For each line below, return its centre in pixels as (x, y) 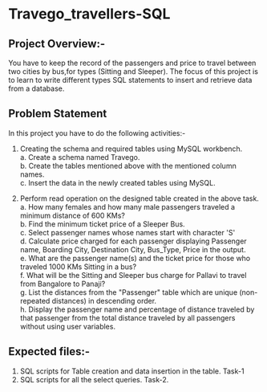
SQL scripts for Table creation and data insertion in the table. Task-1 (132, 371)
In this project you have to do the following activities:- (97, 133)
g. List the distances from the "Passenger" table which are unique (129, 292)
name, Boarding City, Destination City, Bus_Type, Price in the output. (133, 249)
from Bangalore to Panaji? (63, 284)
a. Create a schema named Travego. (80, 157)
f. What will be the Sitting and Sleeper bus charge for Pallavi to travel (133, 275)
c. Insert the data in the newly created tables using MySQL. (118, 182)
